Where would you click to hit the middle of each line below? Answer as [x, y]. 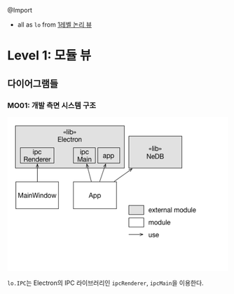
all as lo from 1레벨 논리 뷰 [55, 25]
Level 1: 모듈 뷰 [49, 56]
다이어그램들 [33, 83]
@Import [20, 10]
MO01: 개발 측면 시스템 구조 [52, 105]
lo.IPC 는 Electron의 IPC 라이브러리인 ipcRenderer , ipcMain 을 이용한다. [106, 283]
